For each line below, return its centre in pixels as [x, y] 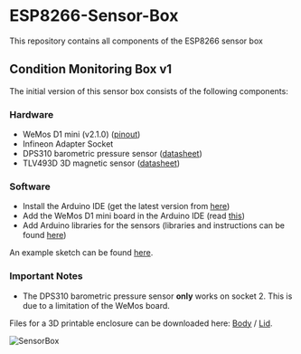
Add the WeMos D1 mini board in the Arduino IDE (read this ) [134, 216]
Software [30, 187]
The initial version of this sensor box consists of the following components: [149, 91]
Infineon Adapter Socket [68, 144]
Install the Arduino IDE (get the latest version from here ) [126, 206]
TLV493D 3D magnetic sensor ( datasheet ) [101, 163]
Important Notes [46, 276]
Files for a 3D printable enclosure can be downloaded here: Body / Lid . [141, 323]
